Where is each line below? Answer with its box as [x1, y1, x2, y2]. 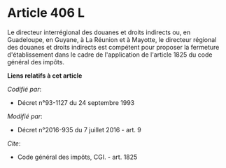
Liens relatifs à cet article [7, 71, 83, 80]
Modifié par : [7, 112, 43, 120]
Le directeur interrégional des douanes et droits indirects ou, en [7, 28, 191, 36]
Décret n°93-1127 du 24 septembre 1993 [17, 98, 135, 106]
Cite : [7, 139, 21, 148]
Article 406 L [7, 5, 85, 21]
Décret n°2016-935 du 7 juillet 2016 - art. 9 [17, 125, 141, 134]
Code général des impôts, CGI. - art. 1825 [17, 153, 138, 161]
